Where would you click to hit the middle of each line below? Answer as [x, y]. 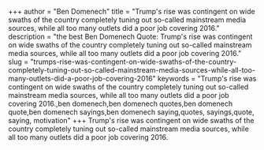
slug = [19, 62]
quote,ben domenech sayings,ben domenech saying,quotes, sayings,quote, [131, 112]
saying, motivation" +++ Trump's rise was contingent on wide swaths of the [131, 120]
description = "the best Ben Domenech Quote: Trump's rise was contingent [130, 36]
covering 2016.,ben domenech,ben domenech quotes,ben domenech [121, 103]
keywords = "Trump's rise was [207, 79]
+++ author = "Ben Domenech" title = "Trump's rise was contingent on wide [132, 11]
